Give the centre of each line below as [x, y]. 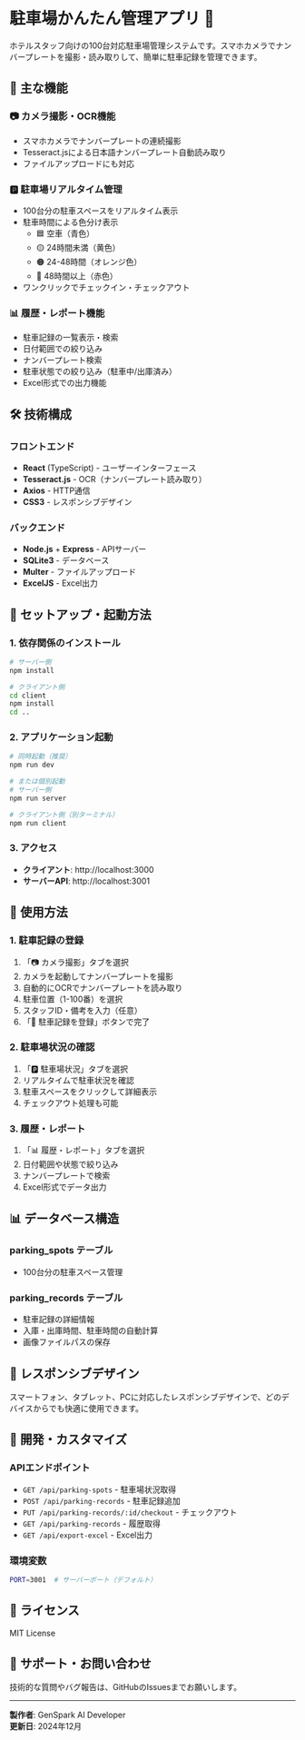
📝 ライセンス [44, 1611]
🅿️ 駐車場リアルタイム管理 [66, 189]
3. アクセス [33, 848]
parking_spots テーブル [61, 1251]
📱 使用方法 [39, 912]
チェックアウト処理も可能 [70, 1102]
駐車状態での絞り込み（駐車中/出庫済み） [99, 371]
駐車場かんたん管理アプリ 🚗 [112, 19]
